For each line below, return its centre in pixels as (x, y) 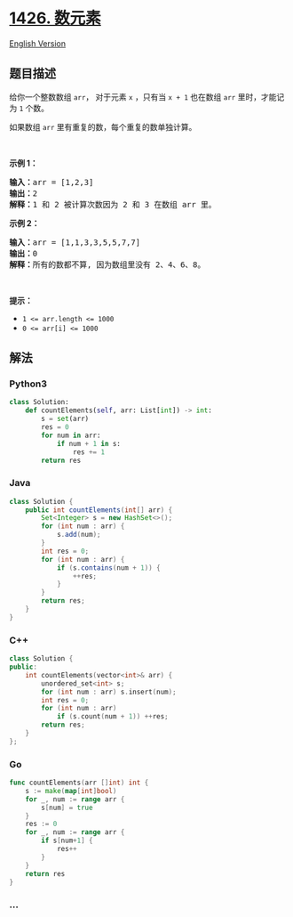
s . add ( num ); (79, 535)
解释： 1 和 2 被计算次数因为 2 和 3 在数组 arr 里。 (113, 204)
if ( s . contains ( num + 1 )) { (109, 568)
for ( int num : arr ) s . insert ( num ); (109, 692)
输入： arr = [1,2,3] (51, 182)
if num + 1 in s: (89, 443)
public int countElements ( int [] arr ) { (99, 510)
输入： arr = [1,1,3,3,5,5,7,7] (75, 242)
